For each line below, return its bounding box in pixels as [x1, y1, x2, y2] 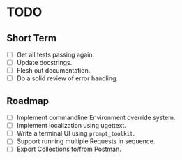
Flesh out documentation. [16, 66, 91, 75]
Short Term [6, 32, 57, 44]
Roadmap [6, 95, 50, 107]
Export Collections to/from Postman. [16, 145, 121, 154]
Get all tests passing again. [16, 50, 95, 59]
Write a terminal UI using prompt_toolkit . [16, 129, 135, 138]
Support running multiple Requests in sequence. [16, 137, 156, 145]
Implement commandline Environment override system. [16, 113, 176, 122]
